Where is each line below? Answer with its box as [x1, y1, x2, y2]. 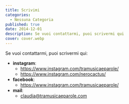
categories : [5, 12, 31, 17]
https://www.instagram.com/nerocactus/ [20, 71, 106, 77]
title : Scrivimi [5, 7, 40, 13]
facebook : [12, 76, 35, 82]
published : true [5, 22, 40, 27]
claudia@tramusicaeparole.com [20, 93, 87, 99]
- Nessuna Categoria [10, 17, 54, 22]
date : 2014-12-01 [5, 27, 42, 32]
